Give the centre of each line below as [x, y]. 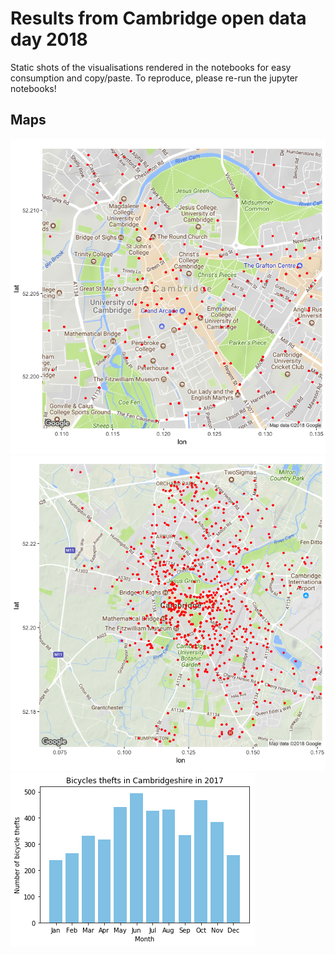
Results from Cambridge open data [158, 18]
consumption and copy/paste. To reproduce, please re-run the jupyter [154, 78]
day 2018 [49, 39]
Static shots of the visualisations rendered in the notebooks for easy [151, 67]
